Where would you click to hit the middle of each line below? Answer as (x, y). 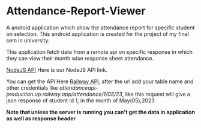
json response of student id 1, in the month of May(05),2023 (80, 100)
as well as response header (41, 118)
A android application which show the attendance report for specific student (100, 28)
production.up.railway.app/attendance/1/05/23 (64, 94)
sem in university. (28, 40)
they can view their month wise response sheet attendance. (80, 58)
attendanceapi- (79, 87)
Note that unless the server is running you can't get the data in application (101, 112)
